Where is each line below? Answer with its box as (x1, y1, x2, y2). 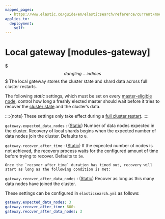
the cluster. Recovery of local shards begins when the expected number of (5, 128, 156, 134)
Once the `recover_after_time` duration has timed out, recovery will (5, 163, 153, 168)
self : (14, 26, 26, 31)
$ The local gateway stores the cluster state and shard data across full (5, 78, 148, 84)
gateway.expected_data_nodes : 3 (5, 200, 71, 205)
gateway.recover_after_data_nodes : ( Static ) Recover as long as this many (5, 176, 155, 182)
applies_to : (5, 16, 29, 21)
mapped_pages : (5, 7, 34, 12)
